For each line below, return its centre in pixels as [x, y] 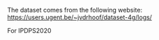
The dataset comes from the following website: [75, 10]
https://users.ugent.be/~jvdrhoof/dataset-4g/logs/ [79, 17]
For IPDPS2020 [29, 31]
